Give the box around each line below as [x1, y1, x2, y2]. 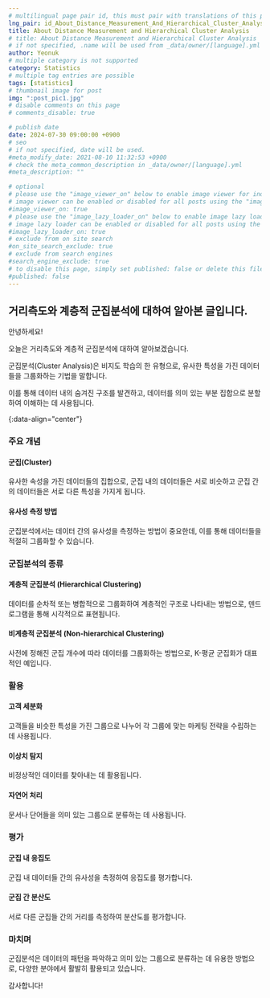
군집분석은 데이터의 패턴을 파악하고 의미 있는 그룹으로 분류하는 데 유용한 [8, 954, 234, 963]
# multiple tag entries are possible [8, 72, 135, 80]
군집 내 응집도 [8, 853, 51, 863]
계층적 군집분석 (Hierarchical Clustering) [8, 579, 142, 589]
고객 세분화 [8, 701, 43, 711]
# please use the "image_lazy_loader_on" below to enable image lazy [8, 212, 247, 221]
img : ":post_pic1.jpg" [8, 94, 84, 102]
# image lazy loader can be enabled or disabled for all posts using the [8, 220, 261, 228]
